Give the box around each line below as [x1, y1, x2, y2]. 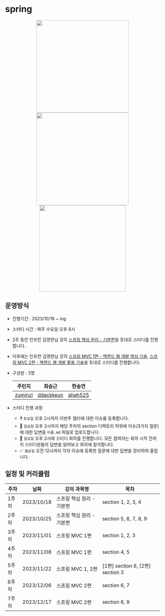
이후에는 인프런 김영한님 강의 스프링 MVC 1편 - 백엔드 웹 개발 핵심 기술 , [12, 353, 149, 359]
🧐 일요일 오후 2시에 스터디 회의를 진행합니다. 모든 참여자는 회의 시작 [19, 435, 148, 441]
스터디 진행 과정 [12, 405, 43, 411]
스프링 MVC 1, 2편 [56, 565, 98, 572]
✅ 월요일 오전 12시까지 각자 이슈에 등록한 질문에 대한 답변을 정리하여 [19, 448, 149, 454]
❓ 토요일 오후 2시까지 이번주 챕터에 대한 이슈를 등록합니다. [19, 415, 129, 421]
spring [5, 3, 32, 15]
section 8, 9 [102, 598, 130, 605]
